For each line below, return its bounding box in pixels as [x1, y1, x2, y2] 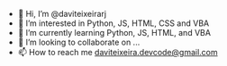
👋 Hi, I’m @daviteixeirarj [17, 9, 106, 19]
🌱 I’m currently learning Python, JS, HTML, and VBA [17, 28, 212, 37]
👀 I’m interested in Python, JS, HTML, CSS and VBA [17, 18, 210, 29]
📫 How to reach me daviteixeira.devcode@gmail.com [17, 47, 218, 57]
